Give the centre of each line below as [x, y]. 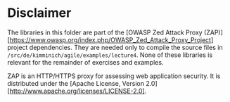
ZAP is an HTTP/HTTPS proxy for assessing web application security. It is [114, 76]
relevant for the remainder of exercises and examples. [85, 62]
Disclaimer [39, 13]
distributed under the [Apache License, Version [76, 83]
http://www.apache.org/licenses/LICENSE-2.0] [77, 91]
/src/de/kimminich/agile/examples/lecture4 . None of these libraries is [110, 55]
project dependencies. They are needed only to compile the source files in [115, 47]
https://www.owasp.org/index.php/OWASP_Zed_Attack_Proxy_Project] [111, 39]
